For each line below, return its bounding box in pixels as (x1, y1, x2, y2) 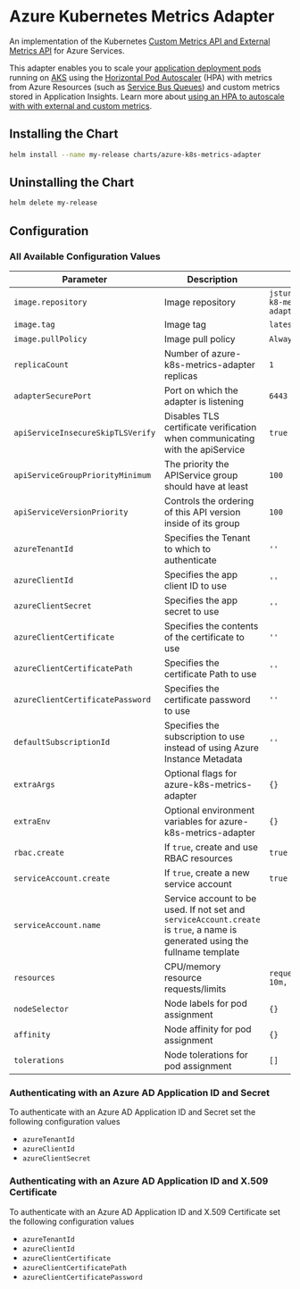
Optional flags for (163, 767, 237, 779)
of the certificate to (163, 632, 246, 643)
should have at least (163, 481, 248, 492)
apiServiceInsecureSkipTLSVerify (13, 428, 156, 438)
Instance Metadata (163, 753, 243, 765)
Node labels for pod (163, 998, 247, 1009)
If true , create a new (163, 866, 250, 879)
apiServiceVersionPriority (13, 507, 129, 517)
